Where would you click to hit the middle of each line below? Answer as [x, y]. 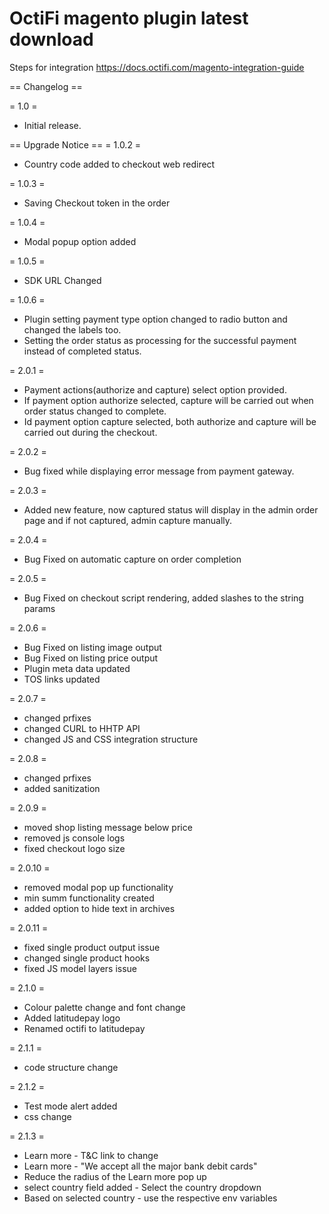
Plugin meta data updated [77, 668]
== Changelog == [46, 86]
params [39, 608]
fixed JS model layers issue [80, 968]
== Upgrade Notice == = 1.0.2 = [75, 144]
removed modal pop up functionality [98, 887]
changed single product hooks [87, 958]
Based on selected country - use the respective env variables [150, 1198]
